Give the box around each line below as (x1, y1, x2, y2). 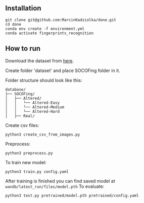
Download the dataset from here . (5, 57, 74, 63)
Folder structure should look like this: (5, 77, 82, 83)
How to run (5, 44, 41, 53)
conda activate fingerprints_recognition (5, 30, 94, 36)
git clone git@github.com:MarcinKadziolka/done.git (5, 17, 116, 22)
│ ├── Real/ (5, 113, 35, 118)
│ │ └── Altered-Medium (5, 104, 65, 110)
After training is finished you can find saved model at (5, 178, 115, 184)
